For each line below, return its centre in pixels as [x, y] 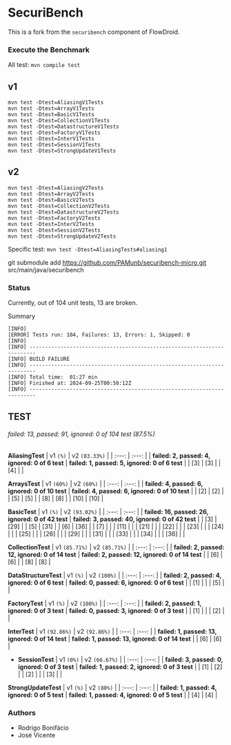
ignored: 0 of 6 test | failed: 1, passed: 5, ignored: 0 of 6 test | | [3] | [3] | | [114, 463]
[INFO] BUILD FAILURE [39, 359]
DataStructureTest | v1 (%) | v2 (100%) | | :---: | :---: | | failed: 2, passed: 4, [115, 575]
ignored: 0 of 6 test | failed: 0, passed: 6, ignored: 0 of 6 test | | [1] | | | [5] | [116, 583]
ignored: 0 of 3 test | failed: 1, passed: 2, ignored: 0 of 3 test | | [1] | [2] [120, 667]
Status [19, 287]
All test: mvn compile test [44, 65]
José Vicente [37, 735]
